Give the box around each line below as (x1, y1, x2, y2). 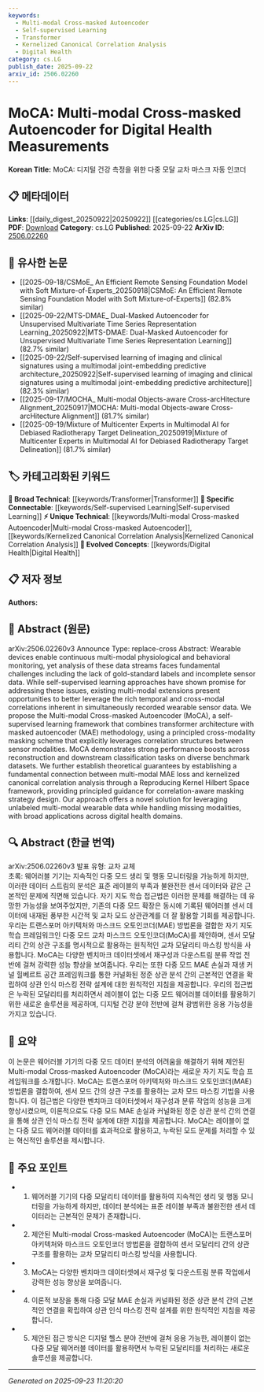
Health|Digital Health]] (8, 548, 81, 557)
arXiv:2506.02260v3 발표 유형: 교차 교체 (8, 861, 136, 871)
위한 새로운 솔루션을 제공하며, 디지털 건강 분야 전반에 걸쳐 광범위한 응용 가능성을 (8, 999, 254, 1009)
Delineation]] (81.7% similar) (19, 445, 112, 454)
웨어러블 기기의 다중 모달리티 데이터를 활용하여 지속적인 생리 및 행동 (31, 1192, 240, 1201)
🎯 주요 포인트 (8, 1161, 68, 1174)
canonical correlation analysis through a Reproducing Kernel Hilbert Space (8, 777, 250, 787)
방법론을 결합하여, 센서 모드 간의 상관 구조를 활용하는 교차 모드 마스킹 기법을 (8, 1087, 241, 1096)
